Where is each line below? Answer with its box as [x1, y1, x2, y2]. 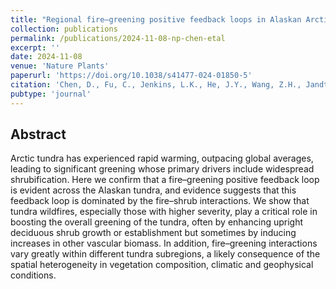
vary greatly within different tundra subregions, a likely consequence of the [10, 248, 321, 260]
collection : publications [10, 24, 118, 34]
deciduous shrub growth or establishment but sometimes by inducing [10, 227, 297, 239]
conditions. [10, 269, 57, 281]
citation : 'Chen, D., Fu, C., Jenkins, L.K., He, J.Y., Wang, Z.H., [10, 80, 302, 90]
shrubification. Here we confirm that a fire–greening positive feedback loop [10, 174, 320, 186]
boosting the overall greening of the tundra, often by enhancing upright [10, 216, 304, 228]
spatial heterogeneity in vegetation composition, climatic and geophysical [10, 259, 314, 271]
